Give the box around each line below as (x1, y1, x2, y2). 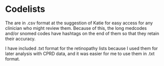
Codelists (5, 3, 46, 15)
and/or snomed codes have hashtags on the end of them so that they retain (5, 30, 160, 36)
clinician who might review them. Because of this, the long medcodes (5, 25, 147, 31)
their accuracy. (5, 36, 36, 42)
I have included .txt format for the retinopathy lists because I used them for (5, 45, 158, 51)
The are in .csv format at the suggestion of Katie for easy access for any (5, 20, 153, 26)
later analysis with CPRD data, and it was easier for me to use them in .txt (5, 51, 155, 57)
